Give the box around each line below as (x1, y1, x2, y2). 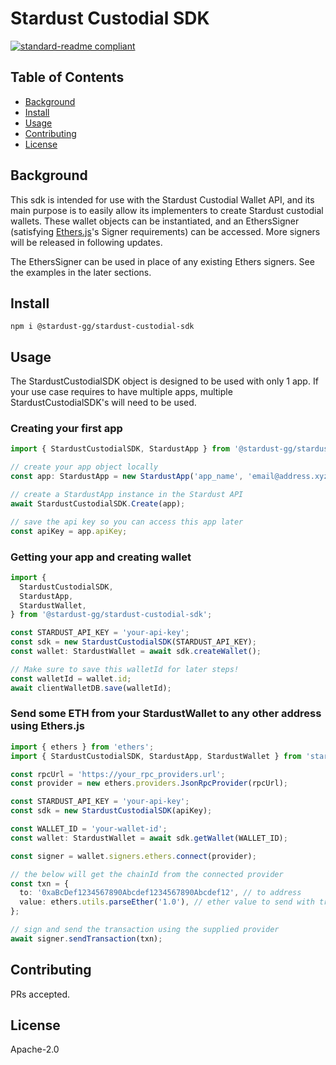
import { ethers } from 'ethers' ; (10, 742, 155, 752)
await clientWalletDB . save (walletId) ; (10, 683, 172, 693)
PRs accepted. (10, 988, 71, 1000)
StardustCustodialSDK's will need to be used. (10, 397, 197, 409)
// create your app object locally (10, 462, 159, 472)
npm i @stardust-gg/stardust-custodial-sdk (10, 322, 195, 332)
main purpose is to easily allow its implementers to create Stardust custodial (10, 204, 324, 216)
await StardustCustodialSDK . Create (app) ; (10, 498, 186, 509)
